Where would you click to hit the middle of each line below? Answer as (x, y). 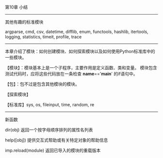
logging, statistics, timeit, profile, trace (43, 37)
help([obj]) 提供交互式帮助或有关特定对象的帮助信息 (57, 140)
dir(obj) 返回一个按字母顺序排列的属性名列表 (49, 130)
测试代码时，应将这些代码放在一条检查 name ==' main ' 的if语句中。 (71, 74)
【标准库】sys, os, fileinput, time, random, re (50, 105)
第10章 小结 (16, 7)
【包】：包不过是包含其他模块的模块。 (42, 84)
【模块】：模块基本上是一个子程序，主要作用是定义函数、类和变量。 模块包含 (81, 68)
